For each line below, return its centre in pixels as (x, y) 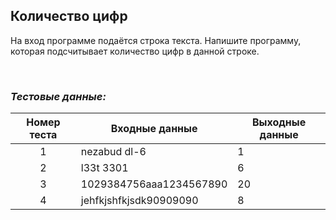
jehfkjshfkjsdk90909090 (139, 201)
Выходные (279, 122)
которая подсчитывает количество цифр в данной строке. (135, 51)
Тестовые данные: (58, 96)
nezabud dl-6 (113, 152)
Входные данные (154, 129)
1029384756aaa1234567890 (154, 184)
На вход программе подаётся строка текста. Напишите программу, (156, 40)
